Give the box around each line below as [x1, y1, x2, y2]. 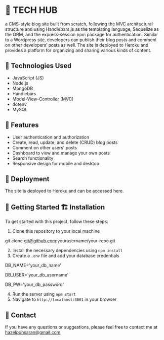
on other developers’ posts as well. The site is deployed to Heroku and [5, 42, 149, 48]
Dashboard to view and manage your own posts [12, 150, 110, 156]
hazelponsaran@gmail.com [5, 330, 61, 335]
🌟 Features [5, 121, 39, 130]
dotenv [12, 101, 27, 107]
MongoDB [12, 85, 33, 91]
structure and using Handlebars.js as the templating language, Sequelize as [5, 26, 159, 32]
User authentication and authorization [12, 134, 90, 140]
